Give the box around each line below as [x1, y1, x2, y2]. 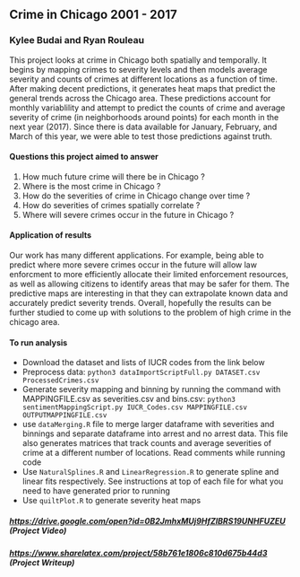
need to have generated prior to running [21, 485, 170, 496]
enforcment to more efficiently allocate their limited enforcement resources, [9, 269, 289, 280]
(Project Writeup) [9, 557, 75, 568]
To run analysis [9, 337, 68, 348]
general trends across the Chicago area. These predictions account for [9, 92, 271, 103]
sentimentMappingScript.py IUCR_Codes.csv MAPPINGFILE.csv [21, 403, 248, 412]
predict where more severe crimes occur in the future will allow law [9, 259, 258, 270]
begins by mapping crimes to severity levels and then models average [9, 64, 268, 74]
